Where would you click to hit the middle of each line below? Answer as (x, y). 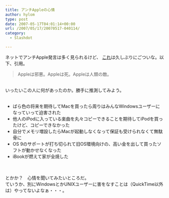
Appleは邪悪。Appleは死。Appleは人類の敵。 (65, 74)
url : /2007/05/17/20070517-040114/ (43, 29)
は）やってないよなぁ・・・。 (36, 190)
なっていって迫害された (37, 112)
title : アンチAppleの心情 (30, 10)
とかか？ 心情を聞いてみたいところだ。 (47, 178)
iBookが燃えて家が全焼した (41, 156)
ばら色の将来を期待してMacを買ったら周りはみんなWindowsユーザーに (86, 106)
